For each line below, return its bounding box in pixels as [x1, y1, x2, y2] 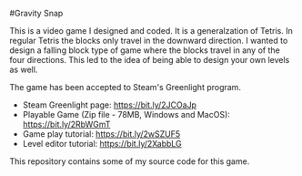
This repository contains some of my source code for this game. [9, 156, 250, 167]
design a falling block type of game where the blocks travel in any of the [9, 45, 280, 56]
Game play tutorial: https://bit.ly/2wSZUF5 [22, 129, 181, 140]
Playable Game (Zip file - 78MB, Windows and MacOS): [22, 109, 230, 119]
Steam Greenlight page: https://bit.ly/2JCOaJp [22, 99, 197, 110]
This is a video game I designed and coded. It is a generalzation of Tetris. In [9, 26, 293, 36]
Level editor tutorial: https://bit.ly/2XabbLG [22, 139, 182, 149]
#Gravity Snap [9, 8, 64, 18]
